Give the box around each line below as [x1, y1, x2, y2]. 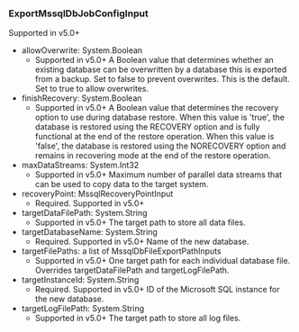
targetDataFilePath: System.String [21, 208, 148, 219]
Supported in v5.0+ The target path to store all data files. [34, 217, 246, 228]
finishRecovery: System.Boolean [21, 93, 142, 103]
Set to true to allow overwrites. [34, 84, 149, 94]
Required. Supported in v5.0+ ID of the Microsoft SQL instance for [34, 284, 280, 295]
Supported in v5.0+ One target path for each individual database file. [34, 256, 291, 266]
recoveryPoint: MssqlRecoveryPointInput [21, 188, 174, 200]
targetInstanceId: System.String [21, 274, 140, 285]
